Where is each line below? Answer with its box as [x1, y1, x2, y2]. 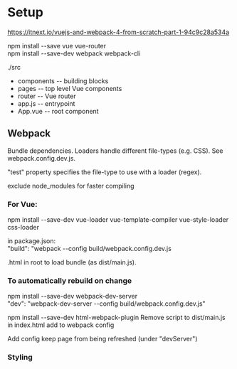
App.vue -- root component [17, 107, 99, 115]
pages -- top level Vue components [17, 84, 122, 92]
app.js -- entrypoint [17, 99, 75, 107]
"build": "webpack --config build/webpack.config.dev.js [7, 245, 172, 253]
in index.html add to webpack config [7, 321, 115, 329]
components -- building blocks [17, 76, 109, 85]
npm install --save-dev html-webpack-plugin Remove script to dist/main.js [7, 314, 226, 322]
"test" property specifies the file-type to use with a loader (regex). [7, 168, 202, 176]
